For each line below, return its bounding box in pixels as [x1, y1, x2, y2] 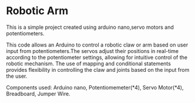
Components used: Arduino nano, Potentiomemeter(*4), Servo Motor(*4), [6, 84, 184, 91]
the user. [6, 72, 28, 79]
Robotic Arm [6, 4, 69, 18]
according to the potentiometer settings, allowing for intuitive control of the [6, 54, 188, 61]
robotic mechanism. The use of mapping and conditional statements [6, 60, 172, 67]
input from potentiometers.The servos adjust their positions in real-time [6, 47, 179, 54]
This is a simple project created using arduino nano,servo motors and [6, 24, 174, 31]
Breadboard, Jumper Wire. [6, 90, 70, 97]
